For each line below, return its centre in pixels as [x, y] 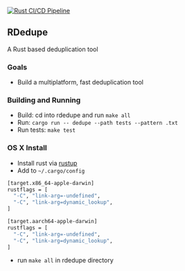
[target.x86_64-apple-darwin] [51, 183]
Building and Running [44, 100]
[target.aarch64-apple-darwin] [52, 222]
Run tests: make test [46, 130]
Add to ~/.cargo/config [51, 171]
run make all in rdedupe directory [65, 261]
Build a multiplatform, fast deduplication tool [80, 82]
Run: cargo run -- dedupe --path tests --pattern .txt [97, 123]
